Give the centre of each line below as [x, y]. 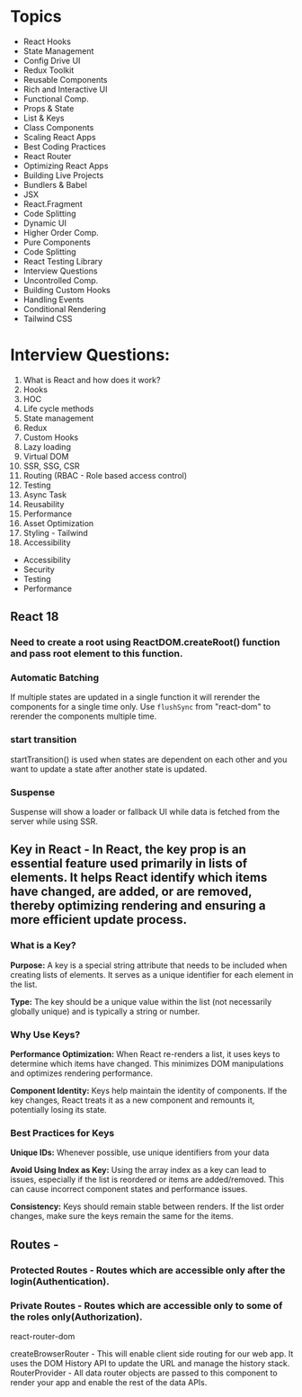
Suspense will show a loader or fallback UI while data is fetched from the [145, 812]
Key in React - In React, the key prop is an [128, 850]
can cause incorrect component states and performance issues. [129, 1189]
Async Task [44, 494]
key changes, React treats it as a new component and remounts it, [133, 1100]
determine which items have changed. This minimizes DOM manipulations [147, 1064]
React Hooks [47, 41]
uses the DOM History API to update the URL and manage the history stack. [150, 1363]
